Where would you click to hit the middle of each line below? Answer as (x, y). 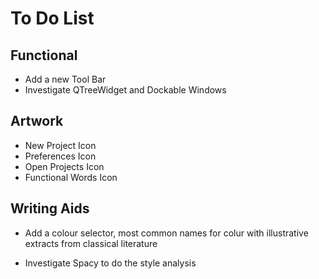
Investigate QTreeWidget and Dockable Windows (125, 90)
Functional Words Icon (71, 177)
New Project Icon (60, 145)
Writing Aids (50, 208)
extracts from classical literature (91, 243)
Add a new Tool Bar (65, 79)
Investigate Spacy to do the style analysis (110, 263)
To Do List (52, 18)
